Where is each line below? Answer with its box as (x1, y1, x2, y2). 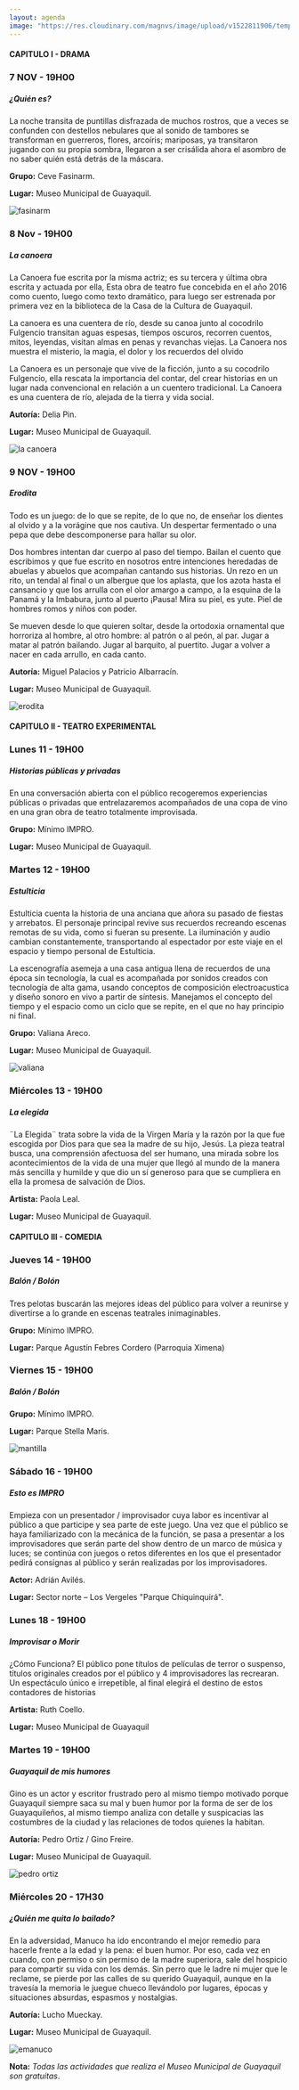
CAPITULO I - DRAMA (9, 49, 91, 60)
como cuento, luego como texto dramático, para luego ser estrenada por (9, 290, 276, 301)
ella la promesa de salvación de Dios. (9, 1177, 146, 1188)
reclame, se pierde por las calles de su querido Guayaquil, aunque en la (9, 1972, 271, 1983)
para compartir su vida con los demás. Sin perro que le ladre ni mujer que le (9, 1963, 287, 1974)
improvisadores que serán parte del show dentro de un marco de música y (9, 1539, 283, 1549)
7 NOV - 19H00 (9, 71, 76, 84)
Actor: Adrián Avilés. (9, 1574, 86, 1586)
